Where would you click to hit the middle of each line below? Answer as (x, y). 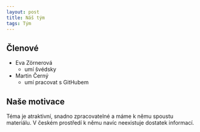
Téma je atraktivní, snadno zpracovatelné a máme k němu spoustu (90, 116)
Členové (23, 48)
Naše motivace (36, 101)
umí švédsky (40, 69)
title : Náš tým (26, 18)
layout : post (23, 12)
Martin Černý (32, 76)
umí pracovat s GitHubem (56, 82)
